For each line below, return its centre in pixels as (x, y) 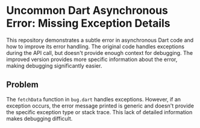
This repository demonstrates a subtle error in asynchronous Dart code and (100, 40)
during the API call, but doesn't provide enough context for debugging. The (100, 53)
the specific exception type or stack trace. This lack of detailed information (99, 112)
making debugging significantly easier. (54, 66)
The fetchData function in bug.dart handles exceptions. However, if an (94, 99)
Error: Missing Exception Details (88, 23)
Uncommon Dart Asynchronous (87, 11)
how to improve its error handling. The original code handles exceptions (95, 46)
